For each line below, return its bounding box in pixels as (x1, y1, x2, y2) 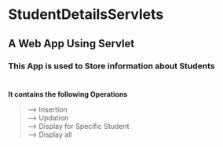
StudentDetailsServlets (8, 6, 164, 24)
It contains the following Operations (8, 89, 128, 99)
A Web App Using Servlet (8, 37, 135, 50)
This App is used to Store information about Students (8, 61, 215, 72)
